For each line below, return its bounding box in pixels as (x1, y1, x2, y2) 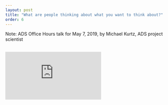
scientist (5, 36, 23, 42)
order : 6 (5, 17, 24, 22)
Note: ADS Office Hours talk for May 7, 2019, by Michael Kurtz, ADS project (5, 31, 163, 37)
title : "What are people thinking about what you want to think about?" (5, 12, 163, 17)
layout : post (5, 7, 33, 13)
